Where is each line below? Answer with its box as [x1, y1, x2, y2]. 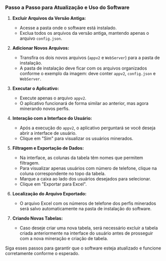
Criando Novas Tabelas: [12, 215, 63, 221]
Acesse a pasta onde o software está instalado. [19, 25, 117, 31]
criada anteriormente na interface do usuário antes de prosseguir [19, 230, 154, 236]
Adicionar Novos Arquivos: [12, 45, 69, 51]
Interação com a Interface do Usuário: [12, 115, 92, 121]
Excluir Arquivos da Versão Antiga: [12, 15, 86, 21]
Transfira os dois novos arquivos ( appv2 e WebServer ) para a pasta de [19, 55, 160, 61]
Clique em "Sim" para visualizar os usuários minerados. [19, 136, 134, 142]
